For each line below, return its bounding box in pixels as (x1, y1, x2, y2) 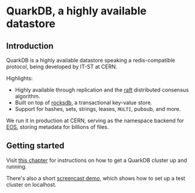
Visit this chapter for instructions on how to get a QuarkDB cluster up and (6, 156, 187, 164)
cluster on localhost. (6, 181, 57, 188)
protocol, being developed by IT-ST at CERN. (6, 63, 118, 70)
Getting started (6, 141, 65, 151)
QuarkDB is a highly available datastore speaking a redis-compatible (6, 57, 175, 64)
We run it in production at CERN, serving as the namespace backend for (6, 117, 184, 124)
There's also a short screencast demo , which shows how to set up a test (6, 174, 185, 182)
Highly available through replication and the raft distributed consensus (14, 86, 189, 94)
